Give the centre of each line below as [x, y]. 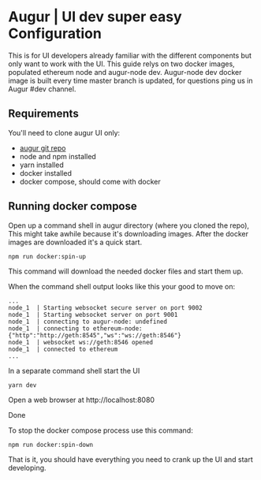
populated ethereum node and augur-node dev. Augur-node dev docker [125, 72]
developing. [27, 467]
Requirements [43, 114]
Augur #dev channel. [42, 89]
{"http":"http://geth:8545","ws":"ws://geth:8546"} [95, 335]
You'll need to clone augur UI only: [64, 132]
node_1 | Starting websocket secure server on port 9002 [105, 307]
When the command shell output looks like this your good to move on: [122, 286]
